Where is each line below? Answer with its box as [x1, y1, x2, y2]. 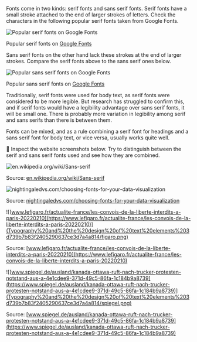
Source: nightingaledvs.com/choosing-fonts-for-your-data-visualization [6, 197, 180, 204]
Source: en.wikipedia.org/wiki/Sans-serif [6, 175, 105, 181]
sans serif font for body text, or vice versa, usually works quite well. [6, 134, 170, 141]
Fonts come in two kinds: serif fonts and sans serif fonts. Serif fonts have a [6, 5, 187, 12]
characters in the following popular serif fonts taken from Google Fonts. [6, 18, 179, 24]
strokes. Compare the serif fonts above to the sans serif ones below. [6, 58, 171, 64]
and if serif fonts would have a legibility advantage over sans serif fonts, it [6, 104, 185, 111]
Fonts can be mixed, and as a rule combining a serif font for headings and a [6, 128, 189, 135]
